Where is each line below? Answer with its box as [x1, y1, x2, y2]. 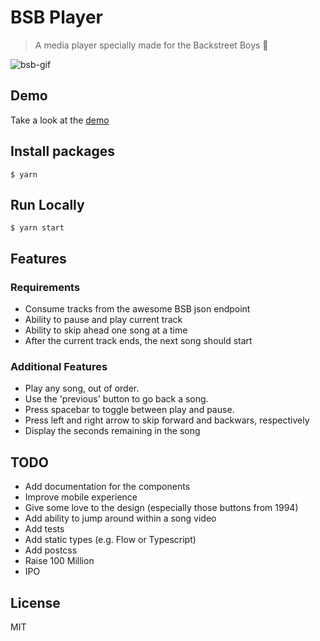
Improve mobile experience [24, 491, 138, 503]
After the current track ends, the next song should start [24, 335, 253, 347]
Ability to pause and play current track [24, 314, 183, 326]
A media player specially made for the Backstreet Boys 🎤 [34, 39, 269, 51]
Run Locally [10, 196, 85, 213]
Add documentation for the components [24, 481, 191, 493]
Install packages [10, 143, 115, 160]
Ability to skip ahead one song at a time [24, 324, 188, 336]
